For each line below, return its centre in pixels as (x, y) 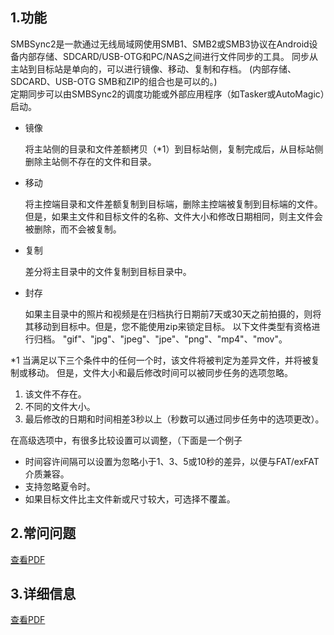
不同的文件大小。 (60, 406)
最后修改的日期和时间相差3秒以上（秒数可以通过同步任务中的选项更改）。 (174, 419)
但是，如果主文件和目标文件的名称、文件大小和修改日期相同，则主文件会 (173, 216)
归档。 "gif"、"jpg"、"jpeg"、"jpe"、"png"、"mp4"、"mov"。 (160, 339)
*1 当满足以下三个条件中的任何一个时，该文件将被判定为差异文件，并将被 (161, 360)
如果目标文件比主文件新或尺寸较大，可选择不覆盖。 (130, 499)
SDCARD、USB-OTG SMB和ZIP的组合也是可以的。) (114, 81)
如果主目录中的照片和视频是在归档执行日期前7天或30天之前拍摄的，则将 (173, 314)
